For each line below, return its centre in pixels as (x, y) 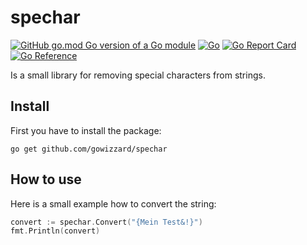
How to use (46, 179)
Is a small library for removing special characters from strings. (138, 75)
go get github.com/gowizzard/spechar (89, 149)
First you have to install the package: (86, 130)
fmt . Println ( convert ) (55, 231)
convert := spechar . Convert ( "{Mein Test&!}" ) (106, 222)
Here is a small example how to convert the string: (113, 203)
